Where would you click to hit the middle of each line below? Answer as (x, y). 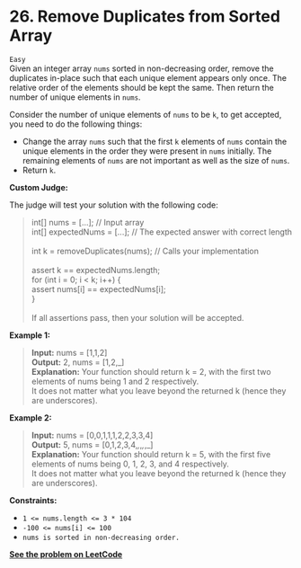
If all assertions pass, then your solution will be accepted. (137, 317)
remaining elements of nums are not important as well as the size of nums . (156, 160)
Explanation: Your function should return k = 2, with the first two (151, 371)
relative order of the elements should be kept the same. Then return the (142, 87)
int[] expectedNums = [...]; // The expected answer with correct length (162, 232)
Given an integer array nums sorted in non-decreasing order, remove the (142, 68)
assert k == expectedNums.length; (96, 270)
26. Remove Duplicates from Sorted (145, 17)
